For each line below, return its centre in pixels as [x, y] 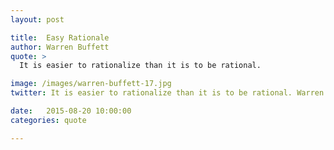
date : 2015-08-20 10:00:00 [71, 111]
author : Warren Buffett [60, 47]
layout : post [37, 19]
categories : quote [48, 120]
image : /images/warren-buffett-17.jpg [91, 84]
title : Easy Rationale [60, 37]
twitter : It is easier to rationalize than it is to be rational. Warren [167, 93]
